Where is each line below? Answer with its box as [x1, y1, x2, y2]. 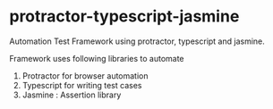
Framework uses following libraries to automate [9, 53, 185, 63]
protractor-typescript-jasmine [9, 6, 240, 27]
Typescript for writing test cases [21, 80, 142, 90]
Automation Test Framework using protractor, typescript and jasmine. [9, 36, 266, 46]
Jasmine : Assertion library [21, 89, 122, 100]
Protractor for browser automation [21, 70, 149, 81]
